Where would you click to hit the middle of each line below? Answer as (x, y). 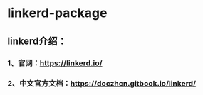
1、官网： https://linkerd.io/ (55, 63)
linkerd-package (57, 13)
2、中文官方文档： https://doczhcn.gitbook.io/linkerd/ (102, 84)
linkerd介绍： (37, 41)
